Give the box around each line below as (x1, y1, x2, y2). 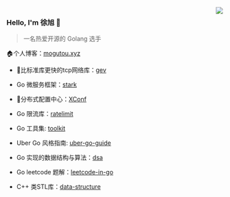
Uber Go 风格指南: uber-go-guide (16, 139, 111, 147)
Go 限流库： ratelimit (16, 110, 73, 118)
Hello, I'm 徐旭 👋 (6, 17, 61, 27)
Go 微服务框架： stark (16, 80, 77, 89)
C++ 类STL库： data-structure (16, 183, 101, 191)
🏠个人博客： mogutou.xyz (6, 49, 80, 58)
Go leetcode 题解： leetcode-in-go (16, 168, 114, 176)
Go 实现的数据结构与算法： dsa (16, 154, 104, 162)
